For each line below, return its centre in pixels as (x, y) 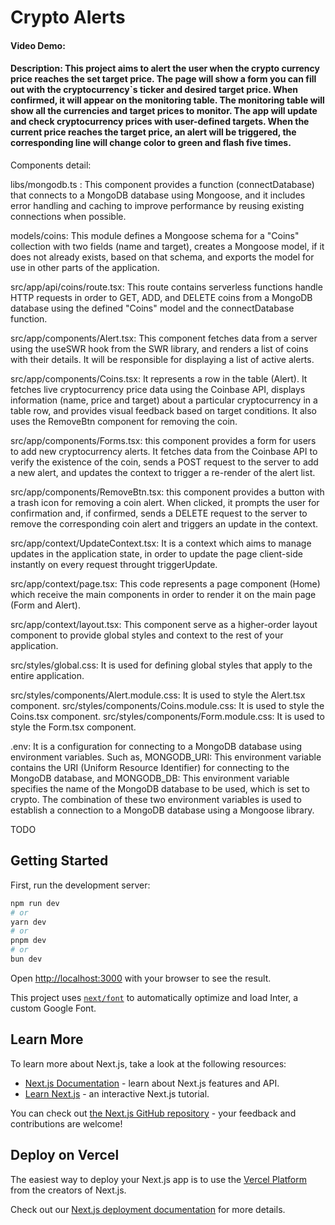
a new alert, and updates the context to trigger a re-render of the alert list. (163, 472)
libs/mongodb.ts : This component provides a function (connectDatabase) (162, 184)
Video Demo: (38, 45)
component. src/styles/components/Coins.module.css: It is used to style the (167, 705)
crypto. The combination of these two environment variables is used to (156, 799)
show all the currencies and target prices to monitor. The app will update (164, 111)
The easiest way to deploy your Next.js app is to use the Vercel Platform (159, 1179)
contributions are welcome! (66, 1123)
